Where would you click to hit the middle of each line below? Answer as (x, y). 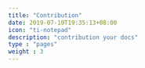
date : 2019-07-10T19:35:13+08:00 (63, 23)
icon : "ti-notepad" (40, 30)
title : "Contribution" (45, 15)
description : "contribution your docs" (73, 37)
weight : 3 (26, 52)
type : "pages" (33, 45)
